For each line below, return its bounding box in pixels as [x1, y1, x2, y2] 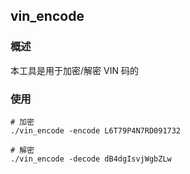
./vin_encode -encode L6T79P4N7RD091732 [10, 125, 182, 136]
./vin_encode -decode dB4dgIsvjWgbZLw [10, 154, 172, 164]
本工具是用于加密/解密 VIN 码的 [10, 64, 139, 76]
